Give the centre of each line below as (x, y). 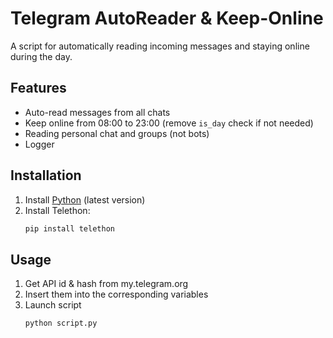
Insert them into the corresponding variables (116, 294)
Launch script (53, 305)
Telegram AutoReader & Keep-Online (167, 18)
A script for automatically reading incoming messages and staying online (160, 46)
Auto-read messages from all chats (97, 112)
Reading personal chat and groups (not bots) (117, 133)
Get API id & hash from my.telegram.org (106, 284)
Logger (39, 144)
